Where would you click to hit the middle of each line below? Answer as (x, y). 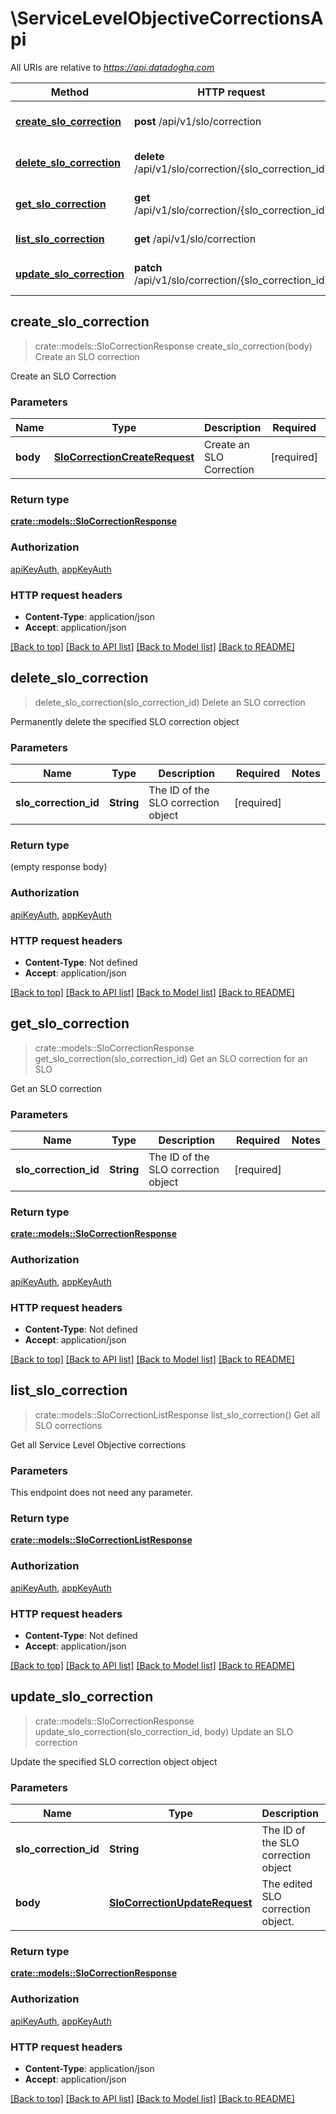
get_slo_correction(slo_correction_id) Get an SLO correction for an (171, 1058)
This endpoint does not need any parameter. (101, 1493)
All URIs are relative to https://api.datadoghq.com (112, 67)
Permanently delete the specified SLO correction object (125, 721)
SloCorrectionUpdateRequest (180, 1903)
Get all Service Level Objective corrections (98, 1444)
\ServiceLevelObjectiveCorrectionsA (167, 18)
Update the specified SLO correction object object (114, 1761)
